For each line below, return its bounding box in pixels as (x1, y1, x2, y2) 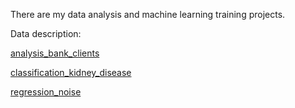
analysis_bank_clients (10, 47, 100, 59)
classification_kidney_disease (10, 67, 132, 78)
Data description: (10, 28, 82, 39)
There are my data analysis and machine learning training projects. (10, 9, 286, 20)
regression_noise (10, 86, 82, 98)
